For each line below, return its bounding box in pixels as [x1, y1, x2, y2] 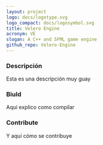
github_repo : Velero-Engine [6, 42, 76, 48]
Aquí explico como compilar [6, 104, 75, 111]
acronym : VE [6, 31, 36, 37]
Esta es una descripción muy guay [6, 75, 91, 82]
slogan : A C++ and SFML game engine [6, 36, 97, 42]
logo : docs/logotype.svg [6, 14, 68, 20]
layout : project [6, 8, 46, 15]
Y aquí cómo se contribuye [6, 132, 73, 139]
